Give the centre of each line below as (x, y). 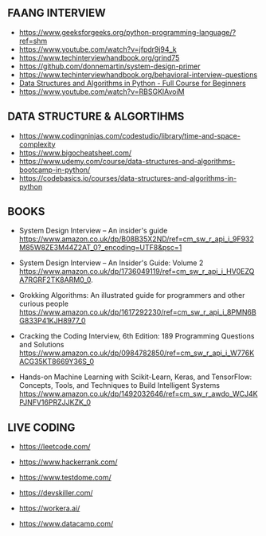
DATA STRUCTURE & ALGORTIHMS (96, 117)
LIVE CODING (41, 427)
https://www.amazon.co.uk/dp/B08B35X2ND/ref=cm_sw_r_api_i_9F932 (136, 239)
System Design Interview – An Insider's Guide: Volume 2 (111, 263)
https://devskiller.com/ (56, 493)
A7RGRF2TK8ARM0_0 (55, 280)
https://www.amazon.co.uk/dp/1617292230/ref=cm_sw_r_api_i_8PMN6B (137, 312)
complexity (37, 144)
